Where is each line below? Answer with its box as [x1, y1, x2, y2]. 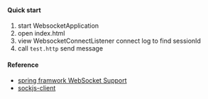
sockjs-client [17, 84, 56, 93]
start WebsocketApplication [17, 21, 99, 30]
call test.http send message [17, 44, 104, 53]
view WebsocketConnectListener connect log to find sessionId [17, 36, 201, 46]
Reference [7, 61, 39, 69]
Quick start [7, 6, 41, 14]
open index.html [17, 29, 65, 38]
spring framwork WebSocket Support [17, 76, 127, 85]
